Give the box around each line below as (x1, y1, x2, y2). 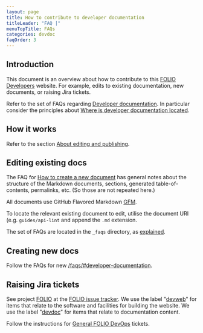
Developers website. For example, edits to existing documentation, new (6, 82, 184, 89)
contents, (6, 186, 30, 194)
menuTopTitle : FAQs (6, 25, 56, 32)
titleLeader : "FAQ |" (6, 20, 61, 26)
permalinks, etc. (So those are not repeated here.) (31, 186, 155, 194)
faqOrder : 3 (6, 37, 36, 43)
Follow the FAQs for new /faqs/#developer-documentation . (6, 262, 153, 269)
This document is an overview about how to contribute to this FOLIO (6, 75, 176, 82)
